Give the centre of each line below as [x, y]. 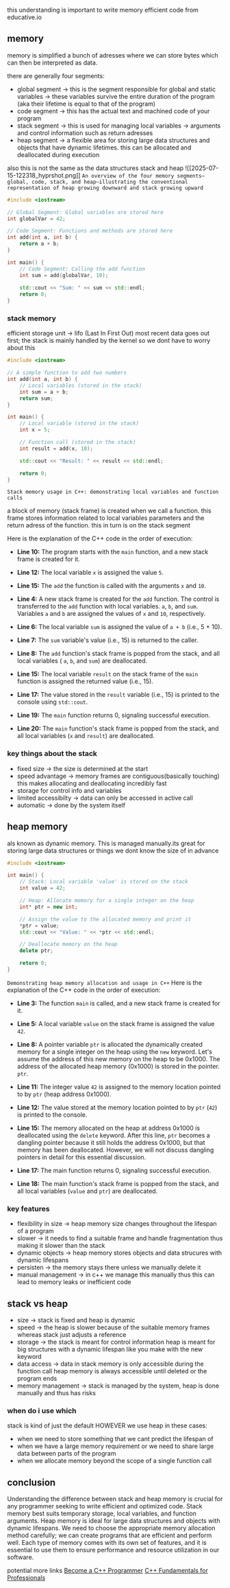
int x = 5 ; [35, 430]
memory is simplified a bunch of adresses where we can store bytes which [113, 55]
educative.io [25, 17]
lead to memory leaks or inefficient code [74, 1282]
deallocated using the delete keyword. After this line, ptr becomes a [113, 1135]
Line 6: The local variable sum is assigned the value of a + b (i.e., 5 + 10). [119, 627]
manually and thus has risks [56, 1393]
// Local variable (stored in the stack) [79, 424]
